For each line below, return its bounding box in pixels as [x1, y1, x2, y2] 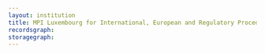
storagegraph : [8, 33, 55, 41]
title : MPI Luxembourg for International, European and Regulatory [8, 19, 235, 26]
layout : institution [8, 11, 77, 19]
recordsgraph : [8, 26, 55, 34]
